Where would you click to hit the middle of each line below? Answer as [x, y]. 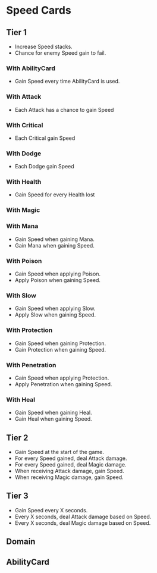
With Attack [24, 97]
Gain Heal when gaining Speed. [53, 419]
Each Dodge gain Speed [44, 167]
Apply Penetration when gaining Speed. [63, 384]
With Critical [25, 125]
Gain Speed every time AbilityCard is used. [67, 82]
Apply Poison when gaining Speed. [58, 280]
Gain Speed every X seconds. [51, 510]
